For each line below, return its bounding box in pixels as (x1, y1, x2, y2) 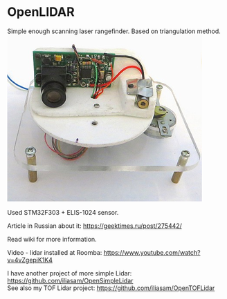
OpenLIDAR (7, 4, 75, 20)
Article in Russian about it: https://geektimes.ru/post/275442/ (7, 222, 182, 230)
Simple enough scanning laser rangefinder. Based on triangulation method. (7, 27, 221, 35)
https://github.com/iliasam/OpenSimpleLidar (7, 276, 134, 284)
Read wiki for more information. (7, 235, 97, 243)
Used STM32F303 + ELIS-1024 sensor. (7, 208, 119, 216)
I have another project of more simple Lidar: (7, 269, 132, 277)
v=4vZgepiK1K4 (7, 255, 53, 264)
